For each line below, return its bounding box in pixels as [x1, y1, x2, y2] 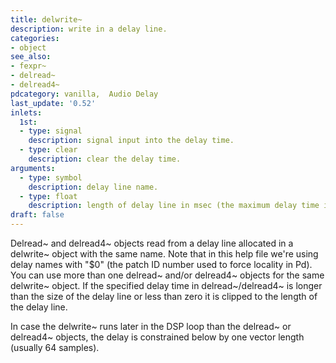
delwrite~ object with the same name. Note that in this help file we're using [10, 248, 319, 260]
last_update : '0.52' [10, 98, 97, 108]
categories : [10, 33, 60, 43]
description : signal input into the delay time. [28, 136, 235, 146]
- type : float [19, 191, 78, 201]
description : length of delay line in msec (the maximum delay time [28, 201, 320, 211]
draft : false [10, 210, 65, 220]
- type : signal [19, 126, 83, 136]
